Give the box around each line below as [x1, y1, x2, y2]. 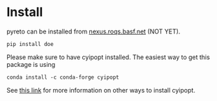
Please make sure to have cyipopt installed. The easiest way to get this [6, 53, 210, 61]
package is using [6, 60, 56, 68]
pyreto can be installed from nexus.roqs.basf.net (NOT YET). [6, 27, 181, 36]
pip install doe [6, 40, 54, 47]
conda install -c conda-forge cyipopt [6, 74, 119, 81]
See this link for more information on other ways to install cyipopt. [6, 86, 196, 94]
